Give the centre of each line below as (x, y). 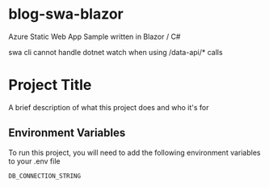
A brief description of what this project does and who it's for (109, 107)
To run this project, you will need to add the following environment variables (134, 152)
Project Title (50, 85)
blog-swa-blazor (66, 14)
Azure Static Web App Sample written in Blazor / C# (95, 36)
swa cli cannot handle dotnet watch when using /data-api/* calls (116, 52)
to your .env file (34, 161)
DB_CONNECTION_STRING (45, 176)
